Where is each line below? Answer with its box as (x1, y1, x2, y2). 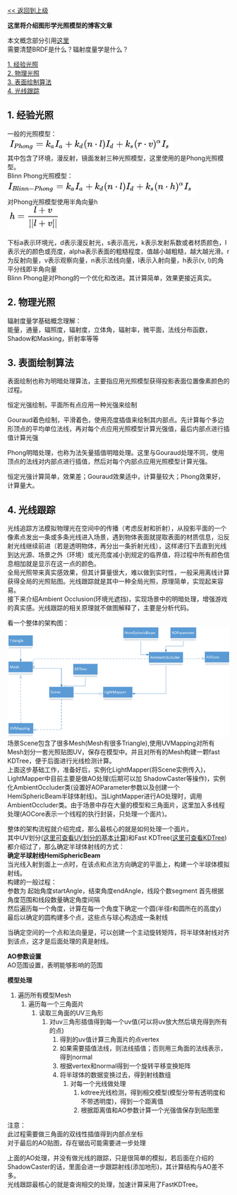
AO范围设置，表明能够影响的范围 (7, 961, 103, 969)
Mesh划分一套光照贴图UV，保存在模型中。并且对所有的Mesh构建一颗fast (7, 747, 220, 756)
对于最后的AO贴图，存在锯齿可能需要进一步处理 (7, 1138, 146, 1147)
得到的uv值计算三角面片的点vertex (59, 1035, 160, 1044)
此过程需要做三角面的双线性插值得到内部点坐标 (7, 1129, 143, 1138)
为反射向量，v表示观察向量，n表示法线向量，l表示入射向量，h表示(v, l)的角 (7, 255, 224, 264)
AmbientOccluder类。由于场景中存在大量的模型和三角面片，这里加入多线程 (7, 800, 226, 809)
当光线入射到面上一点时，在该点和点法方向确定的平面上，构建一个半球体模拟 (7, 860, 230, 868)
